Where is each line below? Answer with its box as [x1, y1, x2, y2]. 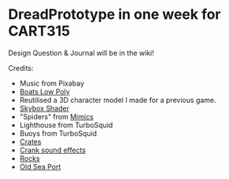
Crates [19, 137, 42, 146]
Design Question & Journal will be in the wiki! [8, 48, 155, 57]
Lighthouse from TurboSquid [19, 120, 113, 130]
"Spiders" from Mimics [19, 111, 94, 121]
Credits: [8, 63, 34, 72]
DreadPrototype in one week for [8, 5, 222, 24]
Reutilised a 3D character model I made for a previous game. [19, 95, 216, 104]
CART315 [8, 22, 71, 40]
